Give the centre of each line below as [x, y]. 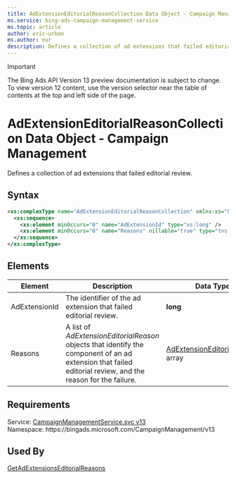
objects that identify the [105, 344]
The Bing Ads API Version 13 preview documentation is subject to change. [114, 80]
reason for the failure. [101, 380]
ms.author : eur [29, 40]
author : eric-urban [36, 33]
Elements [28, 266]
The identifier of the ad [104, 298]
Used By [26, 452]
